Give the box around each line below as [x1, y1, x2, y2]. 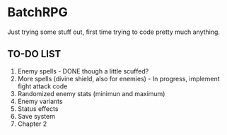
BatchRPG [7, 4, 69, 20]
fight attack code [17, 82, 68, 90]
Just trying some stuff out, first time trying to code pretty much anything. [7, 28, 221, 36]
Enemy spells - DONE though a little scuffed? [17, 66, 149, 75]
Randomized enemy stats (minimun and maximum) [17, 89, 165, 98]
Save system [17, 112, 55, 120]
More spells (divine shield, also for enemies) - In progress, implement [17, 74, 221, 83]
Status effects [17, 104, 59, 113]
